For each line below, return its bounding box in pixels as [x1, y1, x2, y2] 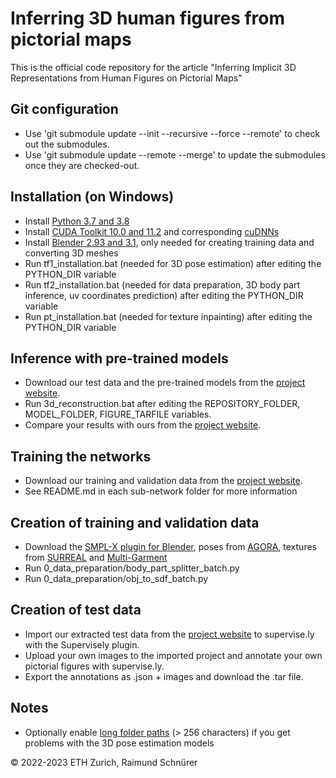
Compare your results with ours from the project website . [24, 419, 262, 431]
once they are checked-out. [24, 159, 140, 171]
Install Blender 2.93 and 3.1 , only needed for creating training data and [24, 236, 315, 248]
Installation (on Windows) [10, 188, 175, 206]
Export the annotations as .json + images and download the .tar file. [24, 670, 304, 682]
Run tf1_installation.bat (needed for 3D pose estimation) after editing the [24, 257, 322, 269]
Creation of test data [10, 602, 142, 619]
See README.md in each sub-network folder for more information [24, 485, 298, 497]
